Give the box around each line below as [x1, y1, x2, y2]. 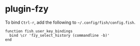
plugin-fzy [5, 3, 49, 15]
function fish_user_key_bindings [5, 29, 73, 33]
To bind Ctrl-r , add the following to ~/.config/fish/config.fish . [5, 19, 136, 25]
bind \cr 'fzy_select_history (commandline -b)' [9, 33, 110, 38]
